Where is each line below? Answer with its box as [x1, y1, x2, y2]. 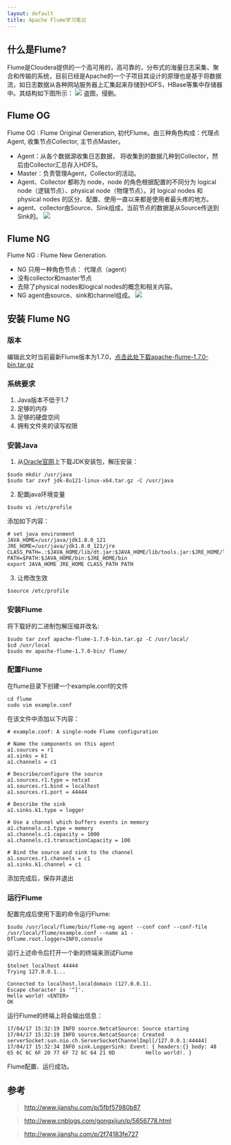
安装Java [7, 440, 38, 450]
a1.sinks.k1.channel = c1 [7, 861, 81, 868]
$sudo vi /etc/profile [7, 504, 72, 511]
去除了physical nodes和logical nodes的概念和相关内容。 [16, 282, 177, 290]
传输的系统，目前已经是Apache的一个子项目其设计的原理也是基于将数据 [19, 72, 222, 80]
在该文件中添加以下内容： [7, 714, 80, 722]
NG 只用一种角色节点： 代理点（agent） [16, 265, 131, 273]
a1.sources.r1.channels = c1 [7, 855, 91, 862]
